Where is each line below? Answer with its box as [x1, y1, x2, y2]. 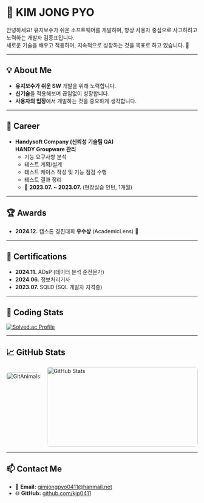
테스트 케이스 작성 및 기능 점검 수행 [24, 168, 107, 176]
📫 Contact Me [6, 464, 63, 474]
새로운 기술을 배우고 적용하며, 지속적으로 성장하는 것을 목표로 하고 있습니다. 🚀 [6, 41, 189, 49]
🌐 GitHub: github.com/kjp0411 [15, 489, 92, 497]
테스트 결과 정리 [24, 176, 62, 183]
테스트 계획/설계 [24, 160, 63, 168]
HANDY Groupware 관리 [15, 145, 76, 152]
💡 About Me [6, 65, 52, 75]
